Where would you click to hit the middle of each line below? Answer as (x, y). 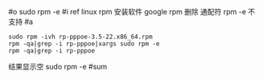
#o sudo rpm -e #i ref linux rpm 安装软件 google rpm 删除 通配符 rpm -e (127, 12)
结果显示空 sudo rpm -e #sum (58, 67)
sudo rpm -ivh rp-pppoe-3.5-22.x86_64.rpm (80, 37)
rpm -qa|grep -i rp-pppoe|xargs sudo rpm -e (84, 44)
